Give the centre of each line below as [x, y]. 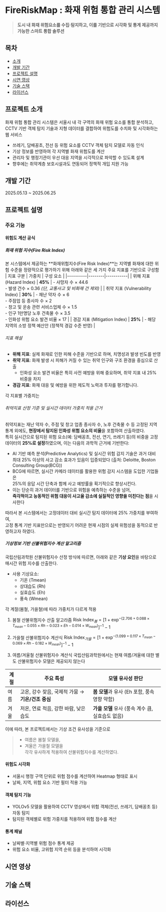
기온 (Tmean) [33, 580]
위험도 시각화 [18, 764]
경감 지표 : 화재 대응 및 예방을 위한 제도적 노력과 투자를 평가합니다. [75, 385]
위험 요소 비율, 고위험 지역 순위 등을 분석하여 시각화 [62, 850]
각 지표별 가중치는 [22, 396]
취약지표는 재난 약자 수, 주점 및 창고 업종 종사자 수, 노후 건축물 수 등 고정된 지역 [81, 424]
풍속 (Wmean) [34, 599]
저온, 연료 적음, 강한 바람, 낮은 [53, 708]
